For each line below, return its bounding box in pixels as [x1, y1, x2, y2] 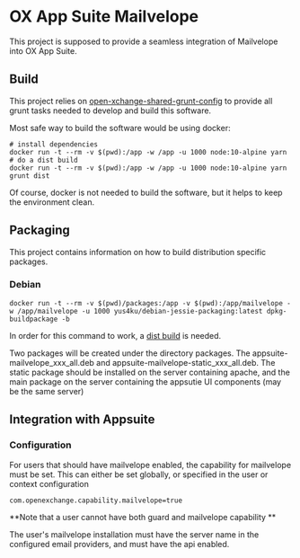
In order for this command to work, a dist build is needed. [9, 330, 222, 341]
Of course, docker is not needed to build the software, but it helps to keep [9, 187, 283, 198]
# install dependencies [9, 139, 99, 149]
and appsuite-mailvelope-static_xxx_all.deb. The [95, 357, 276, 368]
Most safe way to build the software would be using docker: [9, 122, 231, 133]
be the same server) [9, 385, 84, 396]
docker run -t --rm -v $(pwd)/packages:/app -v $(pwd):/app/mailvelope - [9, 298, 292, 307]
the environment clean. [9, 196, 95, 208]
